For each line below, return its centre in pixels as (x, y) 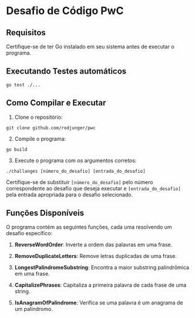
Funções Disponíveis (45, 213)
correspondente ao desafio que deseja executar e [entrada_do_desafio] (93, 188)
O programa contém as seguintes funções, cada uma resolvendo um (89, 227)
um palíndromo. (33, 309)
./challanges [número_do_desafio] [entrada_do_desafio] (76, 171)
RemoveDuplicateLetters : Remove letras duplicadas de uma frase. (96, 256)
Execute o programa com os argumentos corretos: (75, 160)
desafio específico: (29, 233)
